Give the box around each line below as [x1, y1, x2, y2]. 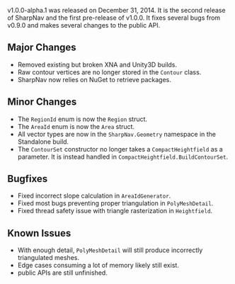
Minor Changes [7, 96, 77, 108]
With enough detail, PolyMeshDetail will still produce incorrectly [17, 246, 203, 254]
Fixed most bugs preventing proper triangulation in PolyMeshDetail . [17, 199, 214, 208]
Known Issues [7, 227, 71, 239]
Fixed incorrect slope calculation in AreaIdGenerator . [17, 191, 171, 200]
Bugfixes [7, 173, 48, 185]
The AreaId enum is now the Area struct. [17, 122, 135, 130]
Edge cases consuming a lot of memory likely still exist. [17, 261, 179, 270]
